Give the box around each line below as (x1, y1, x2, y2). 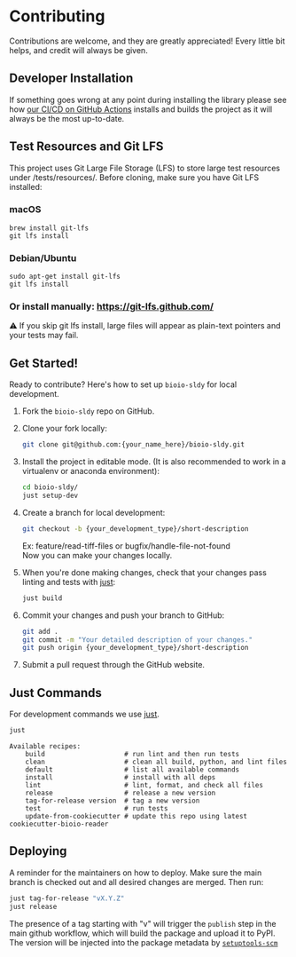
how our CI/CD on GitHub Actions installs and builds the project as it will (9, 104, 273, 115)
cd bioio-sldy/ (21, 483, 79, 492)
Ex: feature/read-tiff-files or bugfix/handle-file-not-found (21, 540, 230, 551)
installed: (9, 181, 43, 192)
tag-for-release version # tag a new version (25, 796, 200, 805)
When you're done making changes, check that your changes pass (21, 566, 268, 578)
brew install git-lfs (9, 224, 90, 233)
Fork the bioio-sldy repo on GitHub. (21, 406, 155, 416)
